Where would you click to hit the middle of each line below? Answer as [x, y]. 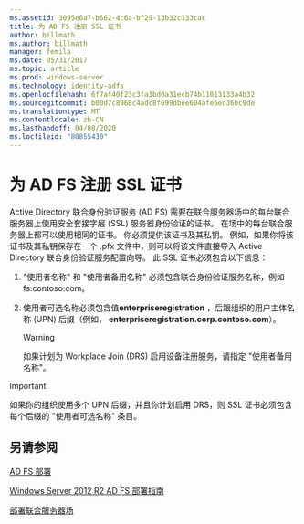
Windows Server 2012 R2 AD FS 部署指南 [87, 490]
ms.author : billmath [49, 43]
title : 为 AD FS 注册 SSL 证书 [65, 26]
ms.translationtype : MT [55, 111]
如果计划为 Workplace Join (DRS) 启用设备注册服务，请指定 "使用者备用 [157, 356]
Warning [38, 337]
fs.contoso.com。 [56, 288]
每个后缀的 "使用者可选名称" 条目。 [75, 415]
